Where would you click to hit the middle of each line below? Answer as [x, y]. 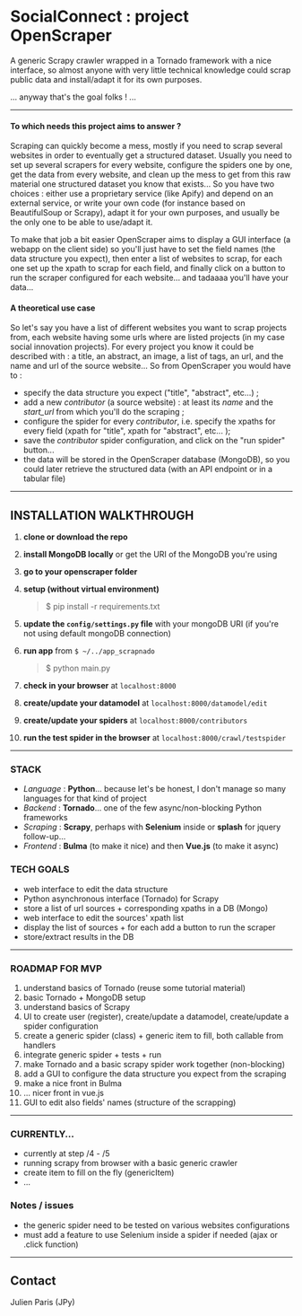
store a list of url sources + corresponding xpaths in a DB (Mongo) [146, 908]
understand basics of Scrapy [77, 1007]
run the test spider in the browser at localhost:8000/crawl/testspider [155, 738]
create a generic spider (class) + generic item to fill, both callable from [153, 1036]
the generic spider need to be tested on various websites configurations [156, 1225]
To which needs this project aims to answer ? [96, 126]
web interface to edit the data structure [95, 889]
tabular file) [44, 478]
